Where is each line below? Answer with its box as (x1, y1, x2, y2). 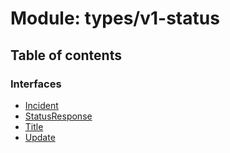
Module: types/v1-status (10, 7, 220, 30)
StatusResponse (24, 110, 93, 122)
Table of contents (10, 47, 122, 64)
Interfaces (10, 77, 62, 91)
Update (24, 131, 56, 143)
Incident (24, 99, 59, 111)
